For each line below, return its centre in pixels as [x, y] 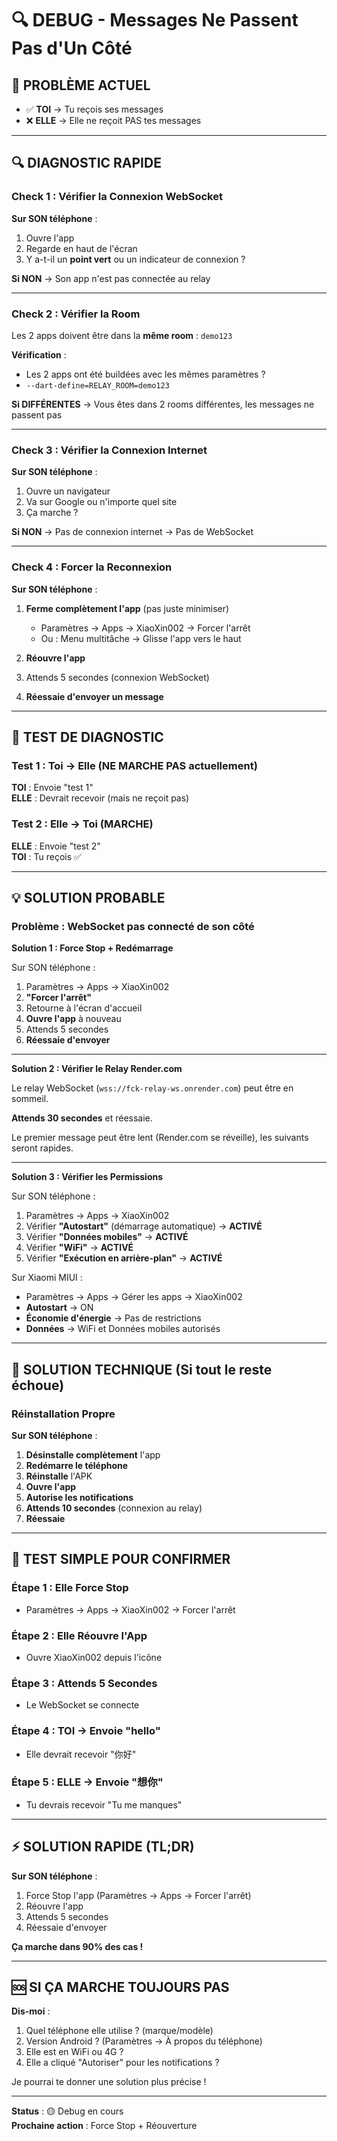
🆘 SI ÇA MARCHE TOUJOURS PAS [120, 1987]
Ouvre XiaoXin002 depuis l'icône [94, 1657]
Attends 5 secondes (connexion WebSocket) [117, 677]
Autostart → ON [59, 1308]
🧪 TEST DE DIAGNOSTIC [87, 737]
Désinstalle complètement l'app [93, 1454]
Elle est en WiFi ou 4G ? [74, 2052]
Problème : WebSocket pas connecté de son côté [133, 926]
